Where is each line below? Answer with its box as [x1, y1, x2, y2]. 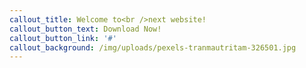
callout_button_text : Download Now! [9, 24, 162, 34]
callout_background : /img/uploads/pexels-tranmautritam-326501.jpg [9, 42, 297, 53]
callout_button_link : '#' [9, 33, 117, 43]
